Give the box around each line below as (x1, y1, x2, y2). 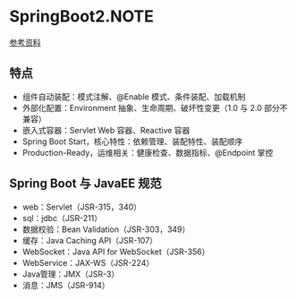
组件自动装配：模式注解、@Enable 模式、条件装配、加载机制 (21, 91, 246, 102)
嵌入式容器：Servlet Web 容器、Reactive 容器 (21, 124, 191, 135)
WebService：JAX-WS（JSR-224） (21, 257, 155, 268)
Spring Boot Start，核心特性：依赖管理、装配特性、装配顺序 (21, 136, 243, 147)
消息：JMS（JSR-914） (21, 279, 110, 290)
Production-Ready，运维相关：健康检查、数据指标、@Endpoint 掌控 (21, 147, 274, 158)
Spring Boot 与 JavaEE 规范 (9, 176, 163, 192)
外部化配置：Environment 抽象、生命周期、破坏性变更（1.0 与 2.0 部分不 (21, 102, 288, 113)
